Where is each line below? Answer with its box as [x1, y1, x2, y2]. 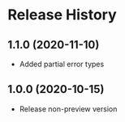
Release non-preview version [19, 103, 118, 114]
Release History [7, 6, 117, 24]
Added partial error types [19, 59, 105, 69]
